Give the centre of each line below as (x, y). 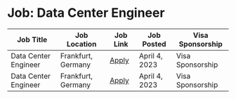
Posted (154, 44)
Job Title (32, 39)
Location (81, 44)
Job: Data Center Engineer (86, 13)
